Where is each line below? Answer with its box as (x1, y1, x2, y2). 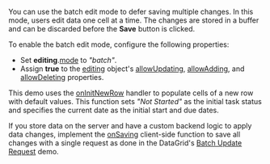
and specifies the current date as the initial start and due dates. (8, 105, 220, 115)
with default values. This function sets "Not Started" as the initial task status (8, 97, 263, 106)
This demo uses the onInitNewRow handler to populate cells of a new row (8, 88, 254, 98)
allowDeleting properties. (19, 73, 104, 82)
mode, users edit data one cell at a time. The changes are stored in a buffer (8, 15, 259, 25)
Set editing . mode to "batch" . (19, 56, 117, 65)
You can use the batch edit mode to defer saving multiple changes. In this (8, 7, 254, 16)
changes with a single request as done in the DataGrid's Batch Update (8, 138, 243, 148)
